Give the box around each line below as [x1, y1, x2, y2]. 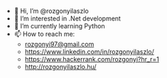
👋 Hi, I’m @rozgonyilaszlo [14, 7, 89, 15]
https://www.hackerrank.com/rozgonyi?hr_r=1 [24, 55, 160, 63]
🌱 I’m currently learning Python [14, 22, 105, 30]
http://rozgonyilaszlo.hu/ [24, 62, 97, 71]
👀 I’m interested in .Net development [14, 14, 121, 23]
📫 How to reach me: [14, 30, 75, 38]
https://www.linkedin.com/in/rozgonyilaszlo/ [24, 48, 155, 56]
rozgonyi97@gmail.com [24, 40, 95, 48]
